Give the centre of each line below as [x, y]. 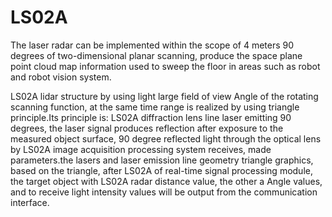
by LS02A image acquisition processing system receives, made [141, 149]
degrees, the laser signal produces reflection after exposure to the [147, 128]
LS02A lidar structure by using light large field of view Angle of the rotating [164, 96]
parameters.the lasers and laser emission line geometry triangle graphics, [162, 160]
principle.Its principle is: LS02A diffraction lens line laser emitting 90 [151, 117]
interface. [30, 202]
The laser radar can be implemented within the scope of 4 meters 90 [152, 45]
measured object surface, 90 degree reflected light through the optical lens [166, 138]
